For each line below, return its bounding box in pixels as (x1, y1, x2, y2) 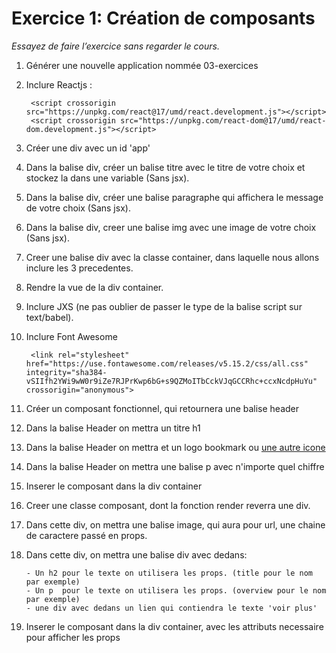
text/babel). (25, 311, 74, 323)
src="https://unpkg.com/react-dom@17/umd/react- (120, 115, 327, 126)
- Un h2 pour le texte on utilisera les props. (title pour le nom (25, 568, 313, 578)
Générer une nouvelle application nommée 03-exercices (25, 59, 259, 71)
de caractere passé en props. (25, 529, 148, 541)
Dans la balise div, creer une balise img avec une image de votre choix (25, 221, 317, 233)
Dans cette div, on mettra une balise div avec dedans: (25, 548, 248, 561)
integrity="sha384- (25, 367, 108, 377)
